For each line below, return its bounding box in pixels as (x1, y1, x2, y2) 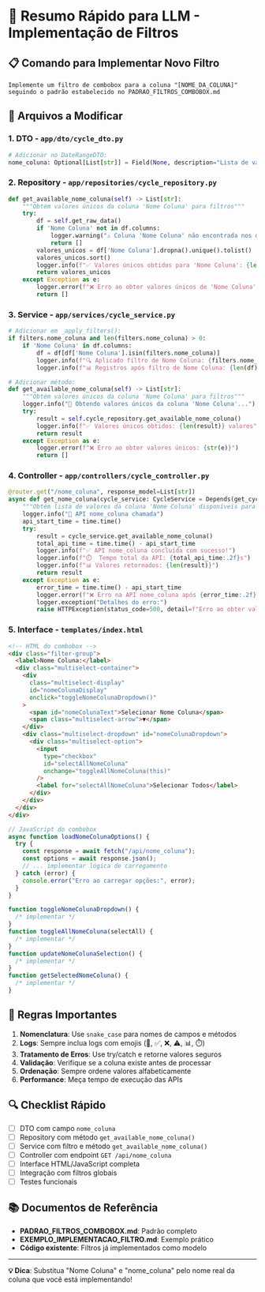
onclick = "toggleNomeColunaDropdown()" (28, 693, 157, 701)
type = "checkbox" (43, 752, 97, 761)
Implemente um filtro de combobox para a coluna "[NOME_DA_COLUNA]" (8, 81, 238, 89)
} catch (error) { (15, 869, 77, 877)
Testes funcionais (19, 1177, 77, 1186)
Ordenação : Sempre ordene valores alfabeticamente (19, 1066, 192, 1076)
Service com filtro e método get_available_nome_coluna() (19, 1141, 208, 1151)
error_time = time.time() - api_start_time (36, 584, 181, 592)
